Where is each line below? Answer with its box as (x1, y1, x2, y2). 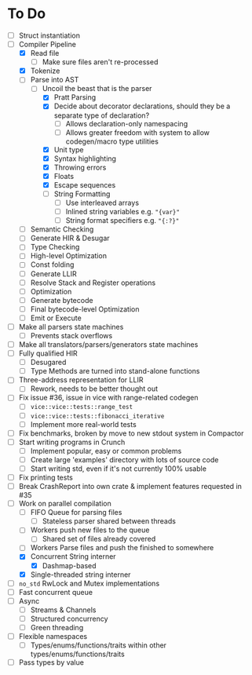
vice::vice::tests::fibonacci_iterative (30, 412, 165, 420)
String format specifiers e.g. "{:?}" (65, 216, 180, 225)
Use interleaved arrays (65, 198, 139, 207)
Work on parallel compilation (18, 499, 111, 509)
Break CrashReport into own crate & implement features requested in (18, 482, 243, 491)
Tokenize (30, 66, 60, 75)
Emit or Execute (30, 313, 82, 323)
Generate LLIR (30, 268, 77, 279)
